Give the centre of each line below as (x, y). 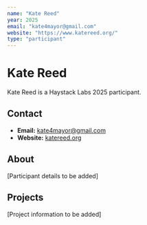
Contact (25, 114)
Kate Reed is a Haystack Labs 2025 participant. (75, 92)
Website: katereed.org (49, 138)
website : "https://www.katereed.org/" (63, 33)
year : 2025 (23, 20)
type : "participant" (37, 39)
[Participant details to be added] (53, 175)
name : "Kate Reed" (33, 13)
